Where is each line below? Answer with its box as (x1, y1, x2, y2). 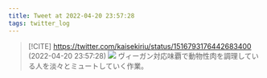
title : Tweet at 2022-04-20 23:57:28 (8, 11, 135, 20)
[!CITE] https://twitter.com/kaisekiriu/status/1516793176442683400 (27, 41, 252, 51)
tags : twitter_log (8, 19, 70, 27)
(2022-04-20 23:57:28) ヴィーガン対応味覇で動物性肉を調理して (27, 51, 252, 60)
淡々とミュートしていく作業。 (49, 61, 149, 71)
